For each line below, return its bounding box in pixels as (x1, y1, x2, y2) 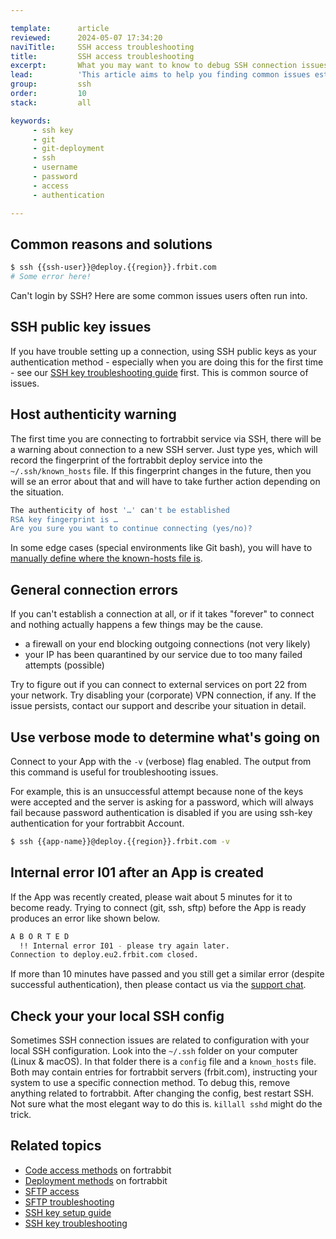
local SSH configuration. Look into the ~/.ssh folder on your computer (10, 1045, 298, 1057)
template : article (10, 23, 110, 33)
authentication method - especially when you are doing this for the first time (10, 356, 324, 368)
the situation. (10, 486, 65, 498)
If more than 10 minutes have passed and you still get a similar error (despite (10, 968, 325, 980)
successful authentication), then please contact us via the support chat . (10, 979, 307, 991)
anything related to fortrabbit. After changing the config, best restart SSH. (10, 1087, 315, 1100)
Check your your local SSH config (10, 1007, 225, 1025)
